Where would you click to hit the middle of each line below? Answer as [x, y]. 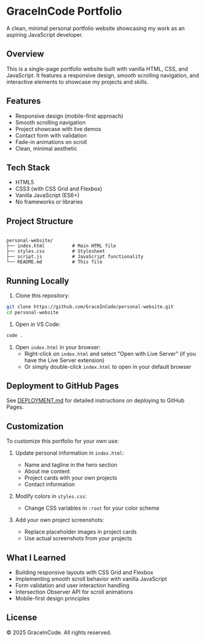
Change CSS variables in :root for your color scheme [92, 508]
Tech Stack [28, 168]
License [22, 618]
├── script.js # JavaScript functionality [75, 257]
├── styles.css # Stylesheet [56, 251]
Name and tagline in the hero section [71, 465]
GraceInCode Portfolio [64, 11]
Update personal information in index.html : [69, 453]
